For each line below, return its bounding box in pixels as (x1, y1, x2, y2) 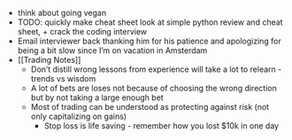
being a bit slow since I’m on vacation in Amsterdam (17, 45, 208, 56)
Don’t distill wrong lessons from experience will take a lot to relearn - (30, 64, 282, 74)
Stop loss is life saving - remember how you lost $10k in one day (43, 121, 280, 131)
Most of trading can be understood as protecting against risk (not (30, 102, 270, 112)
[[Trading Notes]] (17, 55, 81, 65)
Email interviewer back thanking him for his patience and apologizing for (17, 35, 281, 46)
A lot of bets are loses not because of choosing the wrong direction (30, 83, 277, 93)
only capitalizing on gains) (30, 111, 127, 121)
